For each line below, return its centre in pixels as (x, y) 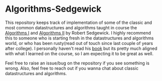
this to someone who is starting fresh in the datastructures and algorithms (79, 38)
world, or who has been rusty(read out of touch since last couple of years (79, 43)
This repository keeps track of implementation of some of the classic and (79, 22)
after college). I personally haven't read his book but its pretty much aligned (81, 48)
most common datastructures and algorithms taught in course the (71, 27)
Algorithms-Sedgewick (53, 9)
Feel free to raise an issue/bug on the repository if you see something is (77, 63)
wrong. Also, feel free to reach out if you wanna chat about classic (72, 68)
